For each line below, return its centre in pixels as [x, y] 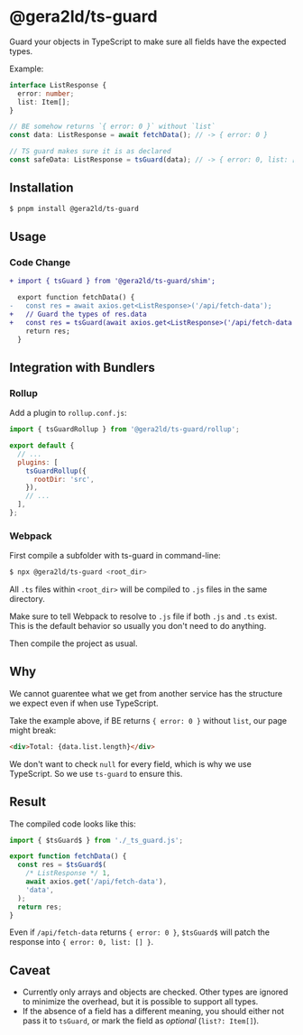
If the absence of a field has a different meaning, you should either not [153, 1012]
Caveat [30, 970]
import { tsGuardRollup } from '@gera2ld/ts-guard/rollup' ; [125, 430]
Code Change [40, 262]
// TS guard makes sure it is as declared [90, 152]
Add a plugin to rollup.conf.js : [69, 413]
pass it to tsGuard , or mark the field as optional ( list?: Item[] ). [141, 1021]
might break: [33, 730]
